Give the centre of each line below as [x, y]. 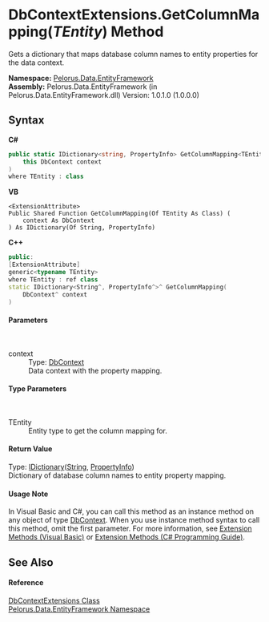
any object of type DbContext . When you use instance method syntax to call [134, 520]
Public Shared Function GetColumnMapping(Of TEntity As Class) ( [119, 214]
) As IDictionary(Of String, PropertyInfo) [82, 228]
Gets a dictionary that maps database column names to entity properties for [133, 54]
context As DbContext [58, 221]
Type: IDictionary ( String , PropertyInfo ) [71, 466]
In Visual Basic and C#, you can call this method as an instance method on [131, 511]
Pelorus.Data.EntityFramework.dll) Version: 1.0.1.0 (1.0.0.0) [104, 95]
